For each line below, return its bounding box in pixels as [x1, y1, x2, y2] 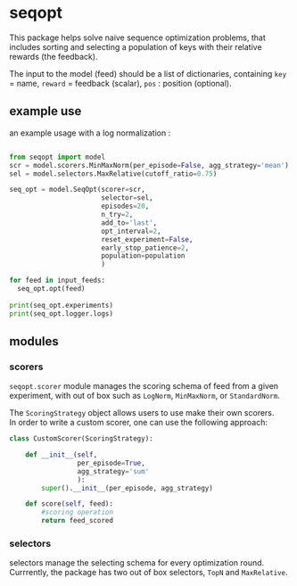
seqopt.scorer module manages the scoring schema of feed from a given [9, 381, 279, 392]
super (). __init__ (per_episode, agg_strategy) [41, 483, 214, 492]
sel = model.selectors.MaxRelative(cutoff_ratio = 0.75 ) [9, 169, 218, 178]
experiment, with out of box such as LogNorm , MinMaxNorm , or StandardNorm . [9, 391, 281, 401]
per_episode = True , [77, 458, 145, 467]
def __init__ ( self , [25, 450, 98, 459]
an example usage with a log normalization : [9, 128, 171, 138]
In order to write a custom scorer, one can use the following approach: [9, 417, 268, 428]
